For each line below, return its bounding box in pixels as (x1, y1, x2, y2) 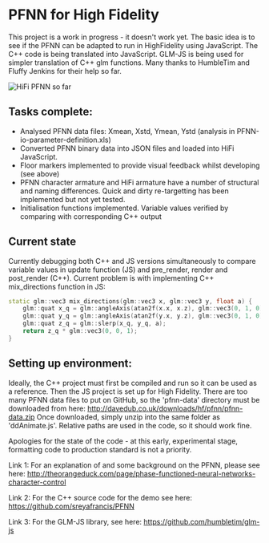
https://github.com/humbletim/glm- (143, 517, 260, 526)
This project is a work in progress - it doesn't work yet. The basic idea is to (8, 32, 255, 42)
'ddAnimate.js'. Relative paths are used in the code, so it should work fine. (8, 420, 252, 430)
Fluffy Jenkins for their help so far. (8, 66, 122, 75)
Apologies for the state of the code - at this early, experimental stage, (8, 436, 239, 446)
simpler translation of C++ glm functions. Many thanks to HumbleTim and (8, 58, 251, 67)
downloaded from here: (8, 403, 86, 413)
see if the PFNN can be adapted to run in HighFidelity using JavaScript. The (8, 40, 259, 50)
